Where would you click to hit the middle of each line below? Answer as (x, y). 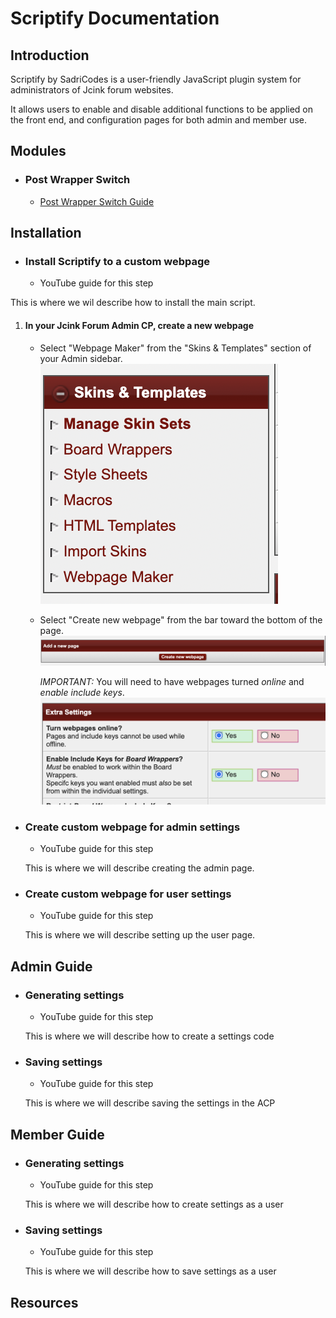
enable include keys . (82, 693)
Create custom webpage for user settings (128, 894)
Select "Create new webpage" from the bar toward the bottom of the (181, 619)
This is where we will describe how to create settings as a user (154, 1204)
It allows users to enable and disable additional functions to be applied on (162, 109)
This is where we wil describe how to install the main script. (133, 303)
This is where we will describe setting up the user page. (140, 935)
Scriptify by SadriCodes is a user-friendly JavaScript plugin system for (156, 79)
